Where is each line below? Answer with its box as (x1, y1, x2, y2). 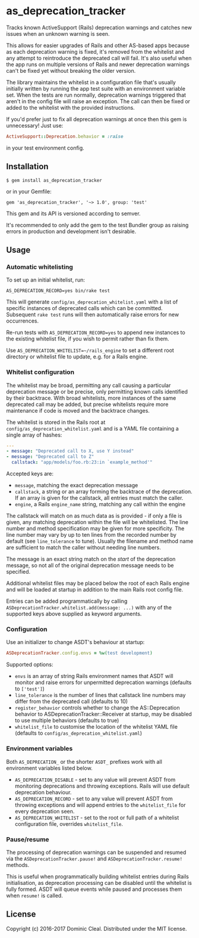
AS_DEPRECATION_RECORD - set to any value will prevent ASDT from (14, 795, 173, 802)
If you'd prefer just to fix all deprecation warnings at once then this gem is (6, 115, 187, 123)
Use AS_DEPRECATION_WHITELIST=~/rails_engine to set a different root (6, 347, 174, 354)
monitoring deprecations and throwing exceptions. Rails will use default (14, 782, 190, 790)
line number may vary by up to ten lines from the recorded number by (6, 531, 177, 538)
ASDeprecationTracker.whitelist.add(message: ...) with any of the (6, 604, 172, 611)
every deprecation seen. (14, 807, 75, 815)
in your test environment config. (6, 144, 84, 151)
